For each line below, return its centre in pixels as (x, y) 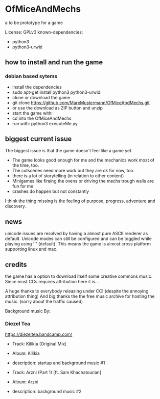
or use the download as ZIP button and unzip (57, 108)
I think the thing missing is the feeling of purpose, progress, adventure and (80, 201)
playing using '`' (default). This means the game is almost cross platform (78, 244)
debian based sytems (31, 76)
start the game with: (32, 113)
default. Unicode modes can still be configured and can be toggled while (78, 239)
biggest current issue (38, 139)
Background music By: (28, 311)
